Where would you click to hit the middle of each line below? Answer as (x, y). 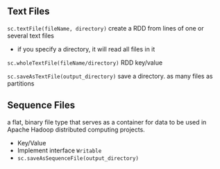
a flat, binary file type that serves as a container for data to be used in (107, 122)
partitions (21, 83)
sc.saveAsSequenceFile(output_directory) (78, 158)
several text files (31, 35)
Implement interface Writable (59, 150)
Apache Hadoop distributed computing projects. (76, 129)
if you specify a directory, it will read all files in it (86, 49)
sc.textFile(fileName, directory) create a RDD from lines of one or (106, 28)
